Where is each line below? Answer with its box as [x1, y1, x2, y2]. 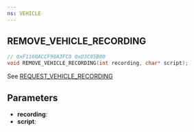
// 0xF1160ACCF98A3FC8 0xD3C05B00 [7, 53, 106, 60]
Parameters [7, 92, 58, 103]
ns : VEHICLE [7, 10, 41, 17]
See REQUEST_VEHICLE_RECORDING [7, 72, 113, 81]
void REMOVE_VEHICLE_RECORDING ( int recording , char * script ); [7, 60, 189, 67]
